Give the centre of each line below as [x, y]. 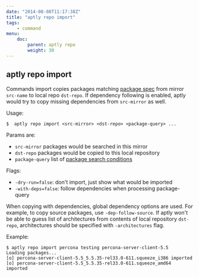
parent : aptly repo [52, 45]
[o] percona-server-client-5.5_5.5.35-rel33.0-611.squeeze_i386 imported [99, 258]
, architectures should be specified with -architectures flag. [91, 225]
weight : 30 [41, 51]
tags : [13, 23]
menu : [13, 34]
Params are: [21, 135]
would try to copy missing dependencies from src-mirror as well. [86, 101]
